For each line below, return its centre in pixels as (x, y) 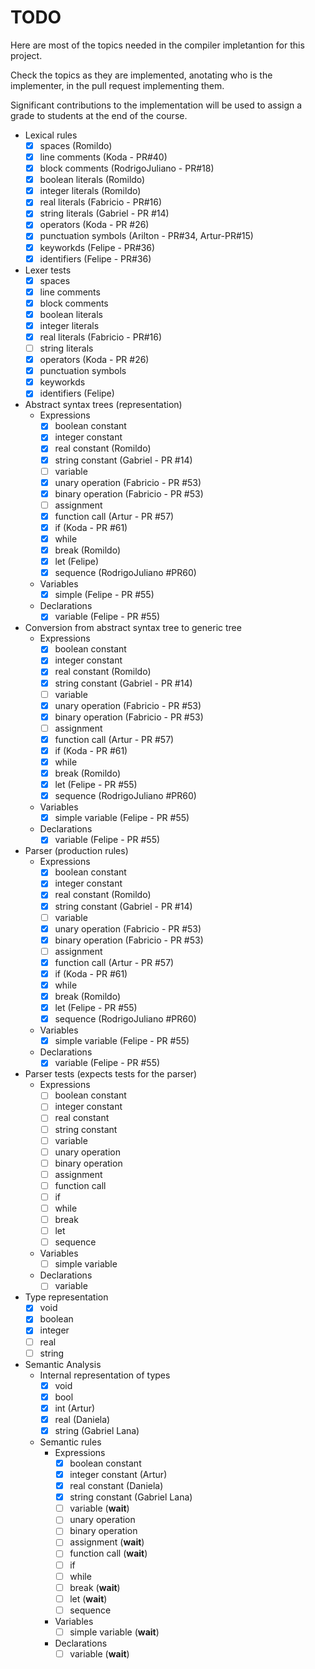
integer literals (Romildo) (90, 191)
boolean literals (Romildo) (92, 180)
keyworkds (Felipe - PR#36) (97, 247)
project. (26, 55)
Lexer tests (48, 270)
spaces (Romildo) (76, 145)
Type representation (66, 1297)
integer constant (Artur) (118, 1474)
